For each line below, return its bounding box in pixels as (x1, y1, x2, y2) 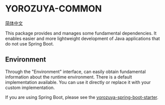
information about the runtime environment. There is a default (5, 73, 132, 80)
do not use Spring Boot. (5, 40, 54, 46)
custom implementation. (5, 84, 55, 90)
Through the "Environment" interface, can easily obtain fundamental (5, 68, 146, 74)
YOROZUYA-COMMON (5, 3, 102, 14)
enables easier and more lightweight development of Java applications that (5, 35, 160, 41)
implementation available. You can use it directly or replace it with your (5, 79, 151, 85)
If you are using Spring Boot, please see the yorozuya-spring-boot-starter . (5, 94, 158, 100)
